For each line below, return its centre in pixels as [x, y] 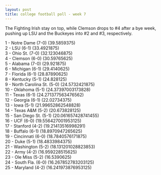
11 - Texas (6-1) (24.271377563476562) [44, 95]
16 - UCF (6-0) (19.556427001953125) [43, 121]
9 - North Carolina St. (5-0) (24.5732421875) [50, 84]
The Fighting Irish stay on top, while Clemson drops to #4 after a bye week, [80, 28]
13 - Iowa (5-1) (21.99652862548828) [43, 105]
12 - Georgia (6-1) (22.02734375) [38, 100]
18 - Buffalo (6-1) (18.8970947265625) [44, 131]
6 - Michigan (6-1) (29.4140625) [37, 68]
